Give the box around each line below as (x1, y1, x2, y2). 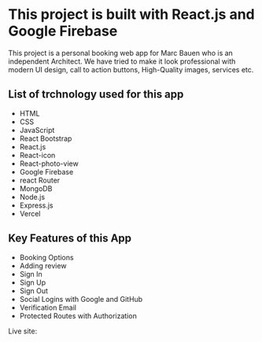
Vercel (19, 208, 41, 218)
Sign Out (19, 285, 49, 296)
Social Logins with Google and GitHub (19, 294, 143, 303)
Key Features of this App (8, 232, 132, 245)
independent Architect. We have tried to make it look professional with (8, 57, 236, 66)
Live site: (8, 326, 38, 336)
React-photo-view (19, 159, 79, 168)
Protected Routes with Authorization (19, 311, 138, 320)
